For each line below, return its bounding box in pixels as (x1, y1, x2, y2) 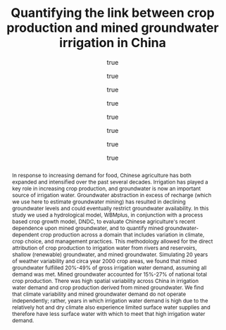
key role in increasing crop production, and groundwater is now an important (11, 184, 201, 192)
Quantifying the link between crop (11, 5, 215, 21)
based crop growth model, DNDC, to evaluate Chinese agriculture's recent (11, 217, 196, 225)
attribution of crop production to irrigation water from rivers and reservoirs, (11, 244, 197, 251)
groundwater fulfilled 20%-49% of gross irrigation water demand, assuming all (11, 264, 207, 272)
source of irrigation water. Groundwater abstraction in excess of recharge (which (11, 191, 212, 198)
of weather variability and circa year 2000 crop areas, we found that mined (11, 257, 197, 265)
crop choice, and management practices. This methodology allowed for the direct (11, 237, 213, 245)
